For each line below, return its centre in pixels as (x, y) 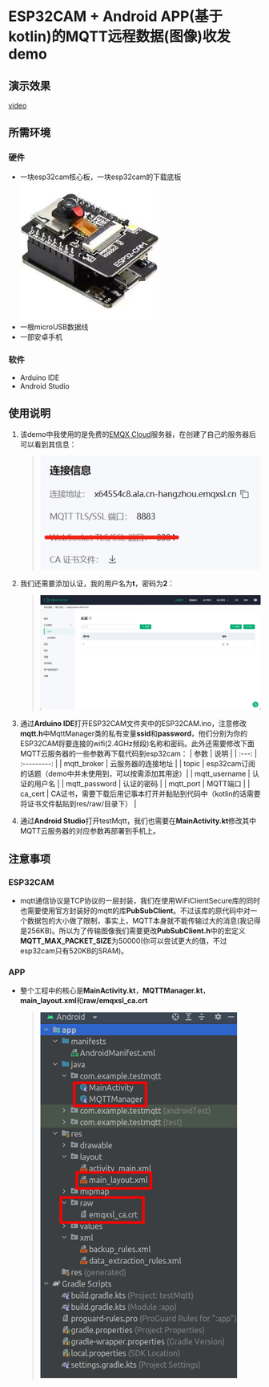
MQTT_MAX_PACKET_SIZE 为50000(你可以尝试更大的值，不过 (123, 941)
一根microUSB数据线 (54, 327)
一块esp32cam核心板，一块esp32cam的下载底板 (100, 177)
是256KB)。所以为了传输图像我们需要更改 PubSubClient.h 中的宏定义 (132, 931)
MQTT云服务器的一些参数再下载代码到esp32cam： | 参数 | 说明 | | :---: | (139, 754)
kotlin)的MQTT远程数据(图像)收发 (119, 37)
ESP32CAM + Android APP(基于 (115, 16)
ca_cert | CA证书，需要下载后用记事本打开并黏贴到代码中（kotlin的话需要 (140, 794)
